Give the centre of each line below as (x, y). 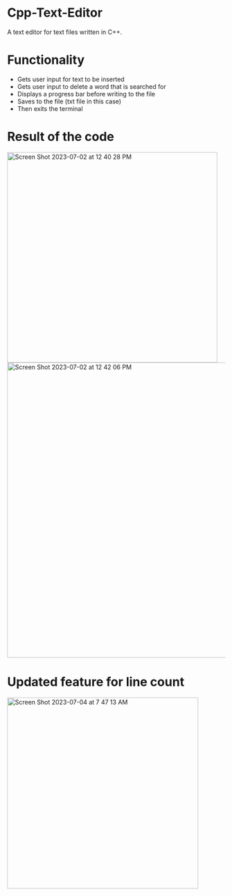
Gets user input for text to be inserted (71, 79)
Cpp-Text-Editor (55, 13)
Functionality (46, 60)
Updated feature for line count (96, 682)
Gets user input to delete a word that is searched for (91, 86)
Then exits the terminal (50, 108)
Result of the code (61, 137)
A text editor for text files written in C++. (65, 32)
